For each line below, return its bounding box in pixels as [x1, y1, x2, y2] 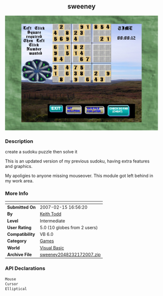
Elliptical [5, 286, 27, 291]
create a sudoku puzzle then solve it [5, 149, 78, 155]
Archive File [7, 251, 32, 257]
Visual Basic [39, 245, 65, 250]
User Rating [7, 224, 32, 230]
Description [5, 138, 33, 145]
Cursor [5, 281, 18, 286]
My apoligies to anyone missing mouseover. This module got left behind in [5, 173, 154, 179]
